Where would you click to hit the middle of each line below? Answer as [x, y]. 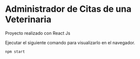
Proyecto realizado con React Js [38, 33]
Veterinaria [28, 19]
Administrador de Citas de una [68, 9]
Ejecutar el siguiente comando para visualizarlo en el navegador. [70, 42]
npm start [15, 52]
